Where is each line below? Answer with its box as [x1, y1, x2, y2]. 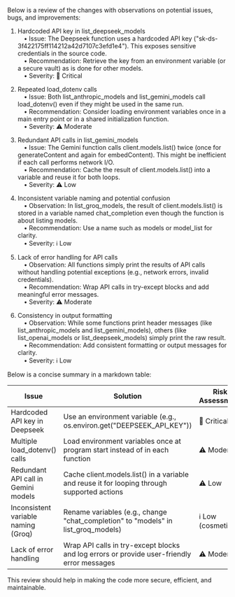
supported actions [63, 487, 124, 496]
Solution [113, 391, 142, 401]
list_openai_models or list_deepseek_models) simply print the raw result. [17, 334, 226, 342]
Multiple [10, 437, 38, 446]
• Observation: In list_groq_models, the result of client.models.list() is [23, 202, 223, 209]
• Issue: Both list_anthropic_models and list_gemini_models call [23, 92, 206, 101]
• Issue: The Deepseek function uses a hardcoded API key [23, 34, 192, 43]
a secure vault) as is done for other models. [17, 64, 143, 72]
